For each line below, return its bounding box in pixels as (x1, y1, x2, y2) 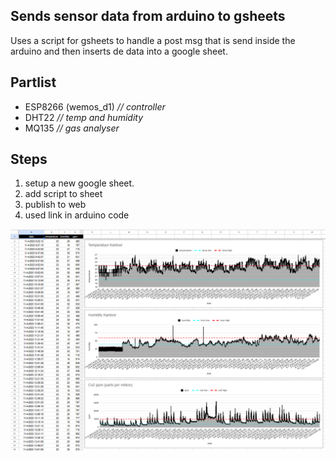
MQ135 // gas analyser (24, 122, 120, 134)
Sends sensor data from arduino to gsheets (10, 8, 286, 25)
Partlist (10, 74, 57, 91)
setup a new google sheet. (24, 177, 135, 189)
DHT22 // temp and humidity (24, 111, 144, 123)
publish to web (24, 199, 87, 211)
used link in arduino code (24, 209, 130, 221)
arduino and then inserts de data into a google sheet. (10, 45, 228, 57)
